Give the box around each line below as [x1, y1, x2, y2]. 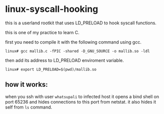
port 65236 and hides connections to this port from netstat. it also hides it [5, 99, 157, 105]
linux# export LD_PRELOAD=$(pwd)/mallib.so [5, 67, 97, 72]
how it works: [5, 80, 48, 89]
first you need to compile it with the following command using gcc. [5, 39, 142, 45]
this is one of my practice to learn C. [5, 29, 80, 35]
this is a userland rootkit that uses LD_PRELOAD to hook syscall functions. [5, 20, 157, 26]
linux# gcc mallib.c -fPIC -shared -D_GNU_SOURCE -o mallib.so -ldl [5, 49, 150, 54]
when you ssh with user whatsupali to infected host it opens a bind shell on [5, 93, 159, 100]
